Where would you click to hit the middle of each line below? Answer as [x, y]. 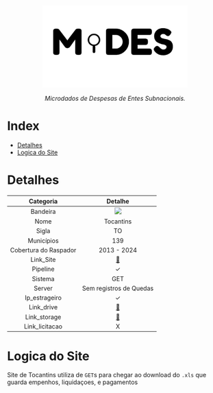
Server [43, 288]
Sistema [43, 278]
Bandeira [43, 211]
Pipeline [43, 269]
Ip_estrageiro [43, 298]
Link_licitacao [43, 326]
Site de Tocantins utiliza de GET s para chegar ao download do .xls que [107, 375]
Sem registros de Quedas [118, 288]
